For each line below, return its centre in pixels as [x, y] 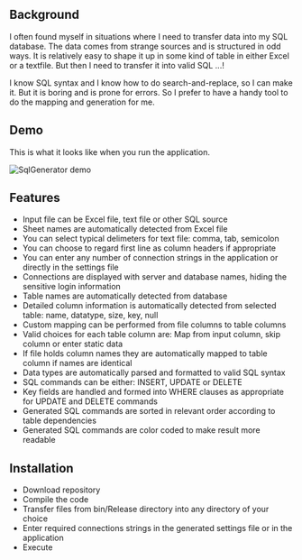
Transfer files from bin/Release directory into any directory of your [146, 510]
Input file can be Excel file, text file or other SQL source [125, 219]
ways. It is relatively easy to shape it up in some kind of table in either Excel [150, 55]
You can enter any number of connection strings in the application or [150, 258]
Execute [37, 547]
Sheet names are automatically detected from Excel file [125, 229]
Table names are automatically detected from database [125, 296]
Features [35, 198]
